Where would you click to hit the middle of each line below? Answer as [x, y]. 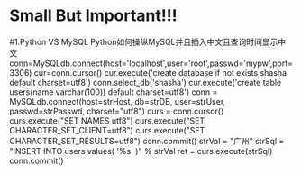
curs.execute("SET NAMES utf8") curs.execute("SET [107, 120]
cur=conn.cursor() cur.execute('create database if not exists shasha [160, 72]
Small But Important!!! [93, 16]
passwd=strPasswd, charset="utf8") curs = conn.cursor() [117, 111]
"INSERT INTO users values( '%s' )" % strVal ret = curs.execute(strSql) [141, 151]
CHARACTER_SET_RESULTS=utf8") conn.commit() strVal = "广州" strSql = [147, 141]
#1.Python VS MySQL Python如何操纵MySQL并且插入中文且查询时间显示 [144, 41]
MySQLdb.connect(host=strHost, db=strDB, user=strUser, [118, 101]
